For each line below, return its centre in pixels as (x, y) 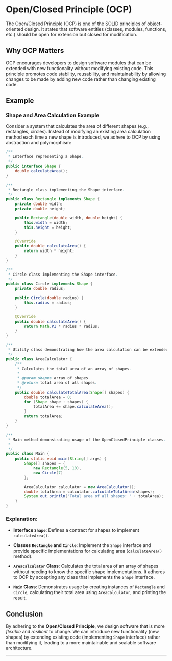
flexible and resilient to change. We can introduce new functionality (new (82, 632)
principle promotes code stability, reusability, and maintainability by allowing (86, 74)
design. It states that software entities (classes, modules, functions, (95, 29)
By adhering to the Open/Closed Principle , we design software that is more (85, 626)
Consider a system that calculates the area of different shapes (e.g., (77, 126)
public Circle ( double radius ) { (49, 298)
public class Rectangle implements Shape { (53, 199)
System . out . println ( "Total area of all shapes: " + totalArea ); (94, 496)
